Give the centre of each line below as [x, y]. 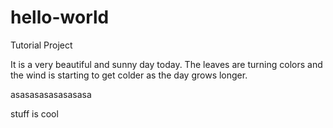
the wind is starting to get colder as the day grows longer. [129, 75]
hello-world [60, 17]
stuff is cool [34, 113]
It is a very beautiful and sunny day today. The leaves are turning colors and [166, 64]
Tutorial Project [41, 45]
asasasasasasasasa [51, 94]
